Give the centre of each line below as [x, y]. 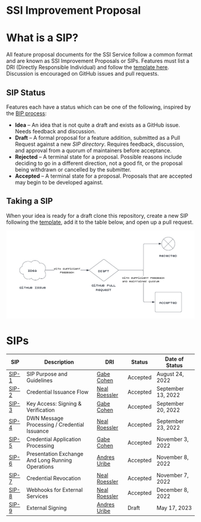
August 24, [170, 374]
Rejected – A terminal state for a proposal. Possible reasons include [98, 157]
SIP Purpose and [47, 374]
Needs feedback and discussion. [55, 131]
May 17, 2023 [174, 508]
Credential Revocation [54, 478]
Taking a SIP [30, 201]
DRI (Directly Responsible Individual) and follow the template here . [88, 67]
